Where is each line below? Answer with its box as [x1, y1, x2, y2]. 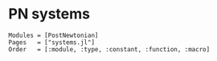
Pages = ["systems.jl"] [8, 38, 95, 47]
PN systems [8, 5, 91, 23]
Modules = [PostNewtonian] [8, 31, 99, 39]
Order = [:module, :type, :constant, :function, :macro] [8, 45, 211, 53]
